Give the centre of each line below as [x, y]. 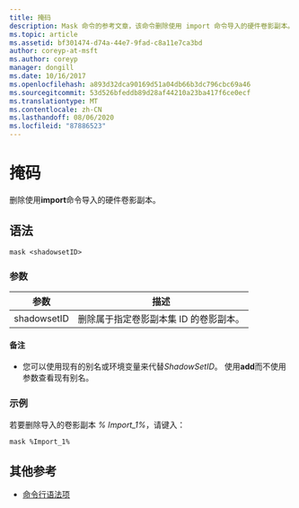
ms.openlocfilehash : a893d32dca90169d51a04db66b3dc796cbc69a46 [130, 84]
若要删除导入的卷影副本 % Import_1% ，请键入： [97, 425]
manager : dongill [42, 68]
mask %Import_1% [40, 442]
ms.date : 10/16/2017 [48, 76]
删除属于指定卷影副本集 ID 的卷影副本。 [161, 320]
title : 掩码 [30, 18]
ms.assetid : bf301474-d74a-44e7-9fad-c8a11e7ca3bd [106, 43]
